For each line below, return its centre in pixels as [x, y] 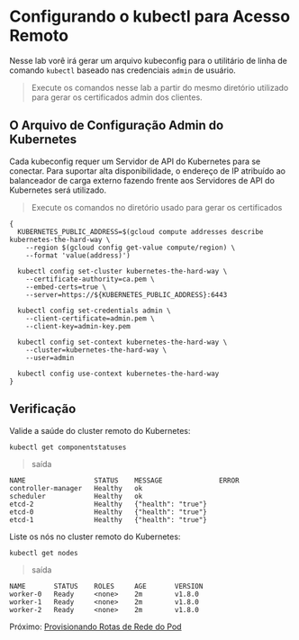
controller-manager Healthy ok [76, 488]
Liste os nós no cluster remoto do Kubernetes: [95, 536]
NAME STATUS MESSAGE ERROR [125, 480]
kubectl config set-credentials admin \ [94, 311]
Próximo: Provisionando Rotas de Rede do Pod [95, 626]
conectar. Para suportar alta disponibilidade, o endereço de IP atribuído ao [148, 171]
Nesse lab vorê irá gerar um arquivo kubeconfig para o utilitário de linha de [149, 60]
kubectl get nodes [44, 553]
